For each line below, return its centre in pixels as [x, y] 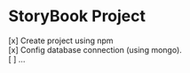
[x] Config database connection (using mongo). [95, 49]
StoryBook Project [77, 16]
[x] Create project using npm [61, 40]
